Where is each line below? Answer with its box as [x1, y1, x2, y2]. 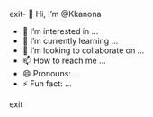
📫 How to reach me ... [22, 55, 106, 66]
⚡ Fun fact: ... [22, 78, 72, 89]
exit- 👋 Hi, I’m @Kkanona [9, 9, 102, 19]
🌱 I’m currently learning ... [22, 36, 119, 46]
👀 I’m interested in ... [22, 26, 99, 36]
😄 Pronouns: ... [22, 68, 81, 78]
